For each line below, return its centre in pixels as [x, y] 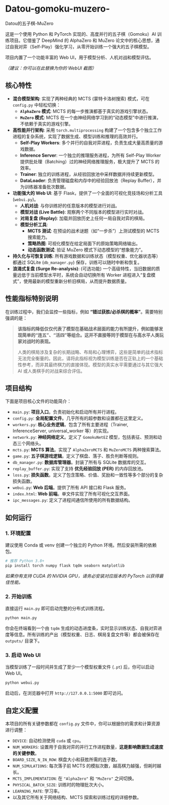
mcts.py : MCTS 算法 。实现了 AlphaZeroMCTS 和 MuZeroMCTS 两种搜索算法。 [88, 450]
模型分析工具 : [34, 224]
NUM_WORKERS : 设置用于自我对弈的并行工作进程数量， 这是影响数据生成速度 [88, 747]
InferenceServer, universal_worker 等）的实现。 [62, 431]
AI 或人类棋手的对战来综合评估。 [51, 371]
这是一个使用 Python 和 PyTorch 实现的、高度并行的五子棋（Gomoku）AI [81, 34]
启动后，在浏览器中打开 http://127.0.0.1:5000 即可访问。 [65, 693]
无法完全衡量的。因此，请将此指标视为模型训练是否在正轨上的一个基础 [90, 358]
